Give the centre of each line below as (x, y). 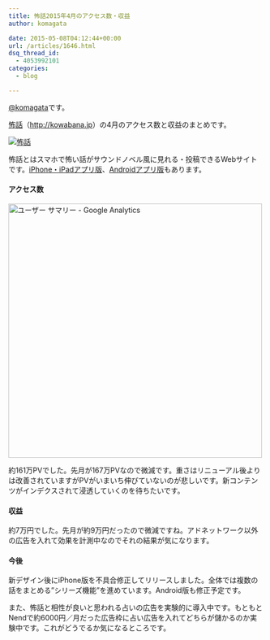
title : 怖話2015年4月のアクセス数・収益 (69, 16)
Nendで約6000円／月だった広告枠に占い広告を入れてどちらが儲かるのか (129, 618)
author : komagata (38, 24)
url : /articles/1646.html (52, 46)
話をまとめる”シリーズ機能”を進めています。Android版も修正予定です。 (127, 590)
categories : (28, 69)
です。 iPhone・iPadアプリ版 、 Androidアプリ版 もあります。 (107, 169)
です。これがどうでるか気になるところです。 (96, 628)
